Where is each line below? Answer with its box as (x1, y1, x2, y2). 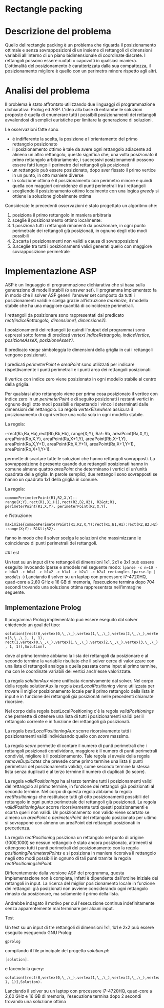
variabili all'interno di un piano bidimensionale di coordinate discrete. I (5, 52, 145, 58)
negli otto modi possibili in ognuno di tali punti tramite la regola (5, 855, 131, 861)
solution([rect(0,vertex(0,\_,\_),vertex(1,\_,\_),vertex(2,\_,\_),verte (5, 631, 159, 636)
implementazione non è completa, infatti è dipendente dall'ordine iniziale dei (5, 875, 159, 881)
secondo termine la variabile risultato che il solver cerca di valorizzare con (5, 657, 155, 664)
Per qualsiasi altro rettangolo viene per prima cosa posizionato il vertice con (5, 391, 158, 397)
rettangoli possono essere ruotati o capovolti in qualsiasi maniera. (5, 58, 138, 64)
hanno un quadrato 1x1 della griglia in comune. (5, 476, 99, 482)
